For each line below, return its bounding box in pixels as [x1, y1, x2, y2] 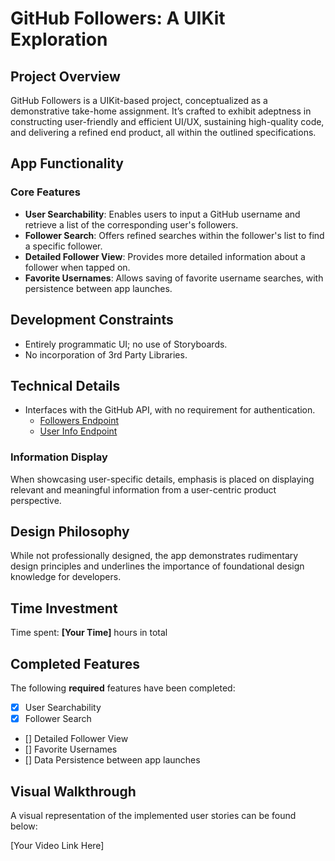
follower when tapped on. [24, 261, 131, 273]
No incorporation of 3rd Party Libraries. [24, 348, 188, 361]
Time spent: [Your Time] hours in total [10, 627, 168, 639]
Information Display [10, 450, 108, 464]
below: [10, 820, 38, 832]
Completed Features [10, 655, 140, 672]
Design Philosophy [10, 523, 130, 540]
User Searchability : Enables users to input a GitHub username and [24, 208, 301, 220]
